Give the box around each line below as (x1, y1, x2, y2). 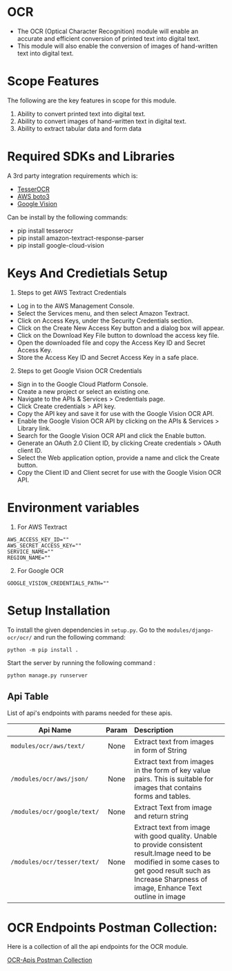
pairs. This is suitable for (134, 774, 214, 784)
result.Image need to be (134, 849, 211, 858)
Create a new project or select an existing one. (17, 387, 151, 395)
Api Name (38, 725, 72, 735)
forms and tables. (134, 792, 191, 801)
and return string (134, 811, 188, 821)
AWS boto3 (17, 192, 50, 201)
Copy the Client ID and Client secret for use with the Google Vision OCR (17, 468, 222, 476)
